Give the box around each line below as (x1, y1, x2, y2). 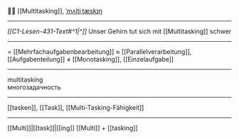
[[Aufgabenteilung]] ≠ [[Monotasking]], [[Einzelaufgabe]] (7, 55, 174, 63)
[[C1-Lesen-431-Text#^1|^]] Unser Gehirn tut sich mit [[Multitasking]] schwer (7, 27, 232, 35)
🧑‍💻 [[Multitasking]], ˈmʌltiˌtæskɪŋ (7, 7, 103, 15)
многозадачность (7, 83, 62, 91)
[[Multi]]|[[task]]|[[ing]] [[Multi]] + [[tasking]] (7, 124, 139, 132)
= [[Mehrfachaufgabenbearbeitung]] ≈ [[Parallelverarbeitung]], (7, 48, 192, 56)
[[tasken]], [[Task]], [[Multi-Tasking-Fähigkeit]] (7, 104, 144, 111)
